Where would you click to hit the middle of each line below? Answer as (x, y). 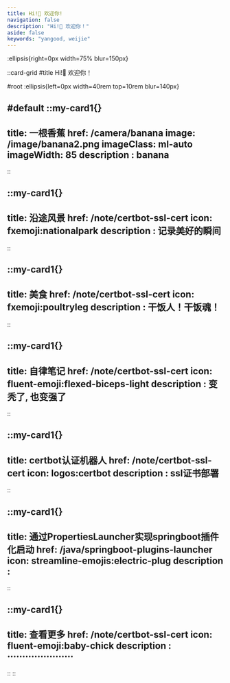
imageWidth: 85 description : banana (88, 155)
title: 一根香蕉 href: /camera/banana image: (101, 133)
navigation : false (33, 20)
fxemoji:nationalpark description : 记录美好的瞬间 (114, 231)
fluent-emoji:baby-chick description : (89, 646)
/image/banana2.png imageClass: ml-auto (100, 144)
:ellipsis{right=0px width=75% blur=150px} (68, 58)
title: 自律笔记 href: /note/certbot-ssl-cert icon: (110, 371)
